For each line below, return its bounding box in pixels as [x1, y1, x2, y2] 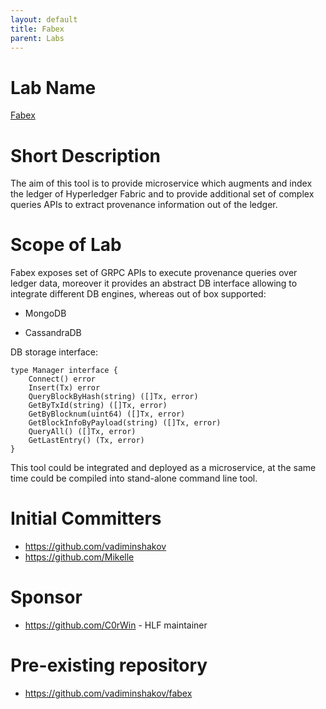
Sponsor [10, 586, 83, 609]
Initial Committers [10, 507, 162, 530]
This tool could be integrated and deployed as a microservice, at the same [10, 462, 317, 474]
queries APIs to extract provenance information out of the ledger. [10, 199, 278, 211]
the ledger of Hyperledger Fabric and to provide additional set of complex [10, 188, 315, 200]
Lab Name [10, 76, 97, 99]
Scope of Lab [10, 234, 122, 256]
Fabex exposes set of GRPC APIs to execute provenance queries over [10, 267, 298, 279]
